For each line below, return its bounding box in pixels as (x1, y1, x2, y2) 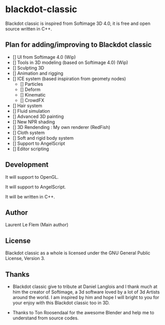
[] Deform (20, 86, 40, 92)
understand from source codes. (12, 315, 79, 321)
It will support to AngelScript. (5, 184, 66, 190)
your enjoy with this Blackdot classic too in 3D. (12, 300, 110, 306)
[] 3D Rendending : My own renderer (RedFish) (12, 124, 110, 130)
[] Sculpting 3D (12, 64, 45, 71)
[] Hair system (12, 103, 43, 109)
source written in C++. (5, 25, 52, 31)
